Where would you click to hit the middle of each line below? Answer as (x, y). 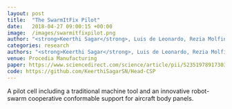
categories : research (38, 46)
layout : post (26, 13)
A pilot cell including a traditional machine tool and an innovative (99, 91)
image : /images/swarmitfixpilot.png (61, 33)
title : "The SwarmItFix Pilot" (54, 20)
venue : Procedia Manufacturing (52, 59)
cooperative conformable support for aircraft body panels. (111, 98)
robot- (200, 91)
